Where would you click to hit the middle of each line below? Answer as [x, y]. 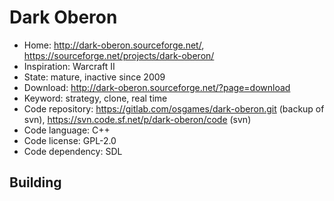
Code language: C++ [67, 130]
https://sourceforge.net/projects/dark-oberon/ [119, 55]
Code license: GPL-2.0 [70, 140]
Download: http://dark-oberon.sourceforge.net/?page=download [157, 87]
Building [35, 182]
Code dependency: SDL [73, 151]
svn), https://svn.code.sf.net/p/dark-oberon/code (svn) [137, 119]
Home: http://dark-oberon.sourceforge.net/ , [114, 45]
